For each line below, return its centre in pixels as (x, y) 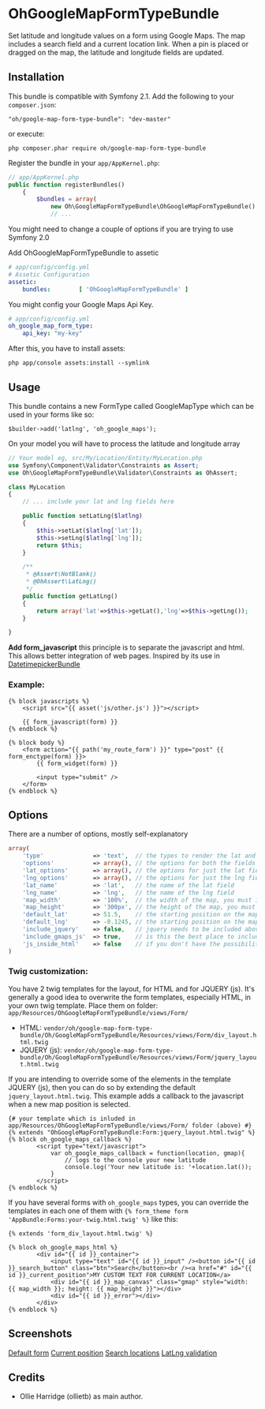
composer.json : (32, 104)
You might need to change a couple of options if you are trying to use (121, 229)
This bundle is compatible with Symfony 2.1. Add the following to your (121, 96)
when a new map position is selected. (69, 1104)
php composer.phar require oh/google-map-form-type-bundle (107, 148)
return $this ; (60, 545)
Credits (27, 1378)
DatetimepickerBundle (44, 665)
